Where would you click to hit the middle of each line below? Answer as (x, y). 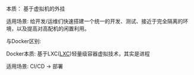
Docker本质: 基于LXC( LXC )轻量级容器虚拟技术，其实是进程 (78, 54)
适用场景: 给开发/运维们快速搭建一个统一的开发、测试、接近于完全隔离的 (95, 21)
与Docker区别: (24, 41)
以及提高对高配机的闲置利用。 (53, 29)
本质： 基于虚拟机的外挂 (36, 9)
